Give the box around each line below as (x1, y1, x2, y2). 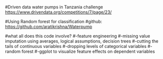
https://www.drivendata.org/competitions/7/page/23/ (5, 9, 112, 15)
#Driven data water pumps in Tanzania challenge (5, 4, 103, 10)
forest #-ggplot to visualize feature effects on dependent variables (21, 48, 155, 54)
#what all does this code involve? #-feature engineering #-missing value (5, 33, 150, 39)
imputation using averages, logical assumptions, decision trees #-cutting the (5, 38, 159, 44)
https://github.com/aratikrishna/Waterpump (5, 24, 92, 29)
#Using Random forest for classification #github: (5, 19, 102, 24)
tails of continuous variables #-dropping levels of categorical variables (5, 44, 147, 49)
